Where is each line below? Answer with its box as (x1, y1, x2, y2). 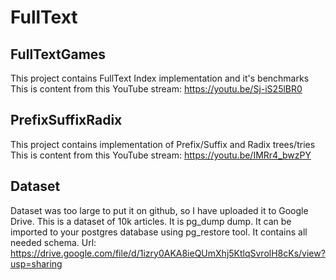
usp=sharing (10, 257, 63, 270)
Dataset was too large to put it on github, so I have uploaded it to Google (10, 204, 309, 216)
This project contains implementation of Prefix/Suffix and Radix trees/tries (10, 138, 316, 150)
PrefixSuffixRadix (10, 112, 123, 129)
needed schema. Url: (10, 236, 97, 248)
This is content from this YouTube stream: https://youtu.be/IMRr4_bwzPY (10, 149, 312, 161)
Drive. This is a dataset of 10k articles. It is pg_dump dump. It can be (10, 215, 292, 227)
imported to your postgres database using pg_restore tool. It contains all (10, 226, 308, 238)
